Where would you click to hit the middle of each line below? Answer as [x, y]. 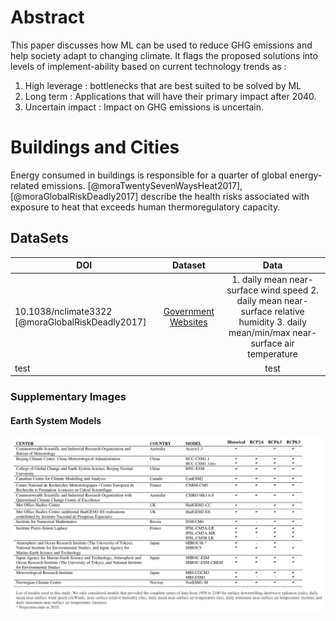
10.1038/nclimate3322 [63, 312]
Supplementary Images [68, 397]
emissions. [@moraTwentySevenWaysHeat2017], [142, 185]
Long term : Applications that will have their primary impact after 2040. [170, 96]
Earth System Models [56, 420]
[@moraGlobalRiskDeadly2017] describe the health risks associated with [160, 196]
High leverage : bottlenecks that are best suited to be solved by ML [163, 85]
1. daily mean [259, 280]
